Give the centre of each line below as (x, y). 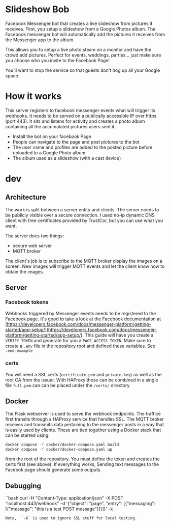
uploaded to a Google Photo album (49, 153)
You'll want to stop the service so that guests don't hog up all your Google (83, 70)
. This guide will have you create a (118, 335)
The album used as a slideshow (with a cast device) (67, 158)
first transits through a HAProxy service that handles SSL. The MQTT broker (84, 419)
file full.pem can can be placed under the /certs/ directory (67, 385)
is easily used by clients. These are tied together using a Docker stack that (83, 430)
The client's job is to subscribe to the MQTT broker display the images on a (84, 261)
